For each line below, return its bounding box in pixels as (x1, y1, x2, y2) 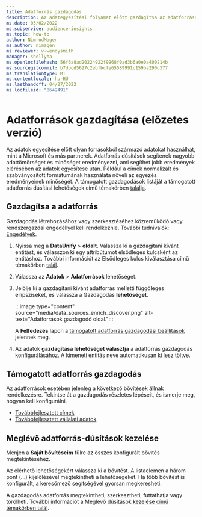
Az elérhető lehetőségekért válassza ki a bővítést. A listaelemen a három (6, 467, 186, 474)
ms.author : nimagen (6, 43, 55, 49)
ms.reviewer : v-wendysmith (6, 48, 74, 54)
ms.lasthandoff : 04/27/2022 (6, 82, 77, 88)
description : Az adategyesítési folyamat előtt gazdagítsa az (6, 14, 165, 20)
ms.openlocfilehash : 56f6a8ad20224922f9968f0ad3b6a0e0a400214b (6, 59, 168, 65)
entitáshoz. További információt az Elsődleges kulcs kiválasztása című (14, 255, 189, 262)
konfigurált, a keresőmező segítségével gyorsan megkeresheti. (6, 480, 162, 488)
